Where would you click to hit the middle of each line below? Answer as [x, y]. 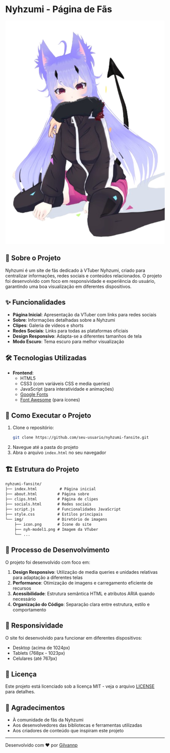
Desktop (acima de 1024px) [41, 647]
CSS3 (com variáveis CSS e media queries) [65, 384]
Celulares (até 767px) [35, 658]
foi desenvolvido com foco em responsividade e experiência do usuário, [80, 281]
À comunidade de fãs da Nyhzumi [48, 720]
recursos [22, 588]
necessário [24, 599]
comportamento [29, 610]
